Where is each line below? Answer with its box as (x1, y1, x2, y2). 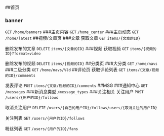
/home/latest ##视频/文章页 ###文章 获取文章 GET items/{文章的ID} (5, 35, 141, 41)
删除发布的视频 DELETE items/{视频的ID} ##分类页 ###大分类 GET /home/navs (5, 61, 158, 67)
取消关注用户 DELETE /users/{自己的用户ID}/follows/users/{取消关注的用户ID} (5, 105, 158, 111)
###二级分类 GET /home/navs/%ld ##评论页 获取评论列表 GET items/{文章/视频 (5, 67, 160, 73)
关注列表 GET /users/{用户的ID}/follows (5, 115, 85, 121)
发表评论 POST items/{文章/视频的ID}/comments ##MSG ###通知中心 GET (5, 82, 148, 88)
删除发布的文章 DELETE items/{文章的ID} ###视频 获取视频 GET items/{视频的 (5, 46, 157, 52)
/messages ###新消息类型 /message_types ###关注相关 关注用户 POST (5, 89, 144, 95)
